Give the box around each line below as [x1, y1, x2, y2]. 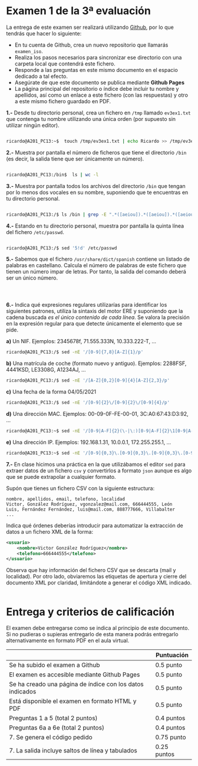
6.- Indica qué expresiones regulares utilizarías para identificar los [6, 301, 167, 308]
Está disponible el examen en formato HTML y [9, 697, 137, 705]
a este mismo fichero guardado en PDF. [14, 97, 111, 104]
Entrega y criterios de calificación [6, 605, 175, 619]
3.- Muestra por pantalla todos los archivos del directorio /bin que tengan [6, 182, 186, 189]
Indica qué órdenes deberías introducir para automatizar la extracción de [6, 522, 184, 529]
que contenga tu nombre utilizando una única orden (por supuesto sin [6, 115, 176, 122]
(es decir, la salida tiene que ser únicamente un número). [6, 155, 144, 162]
